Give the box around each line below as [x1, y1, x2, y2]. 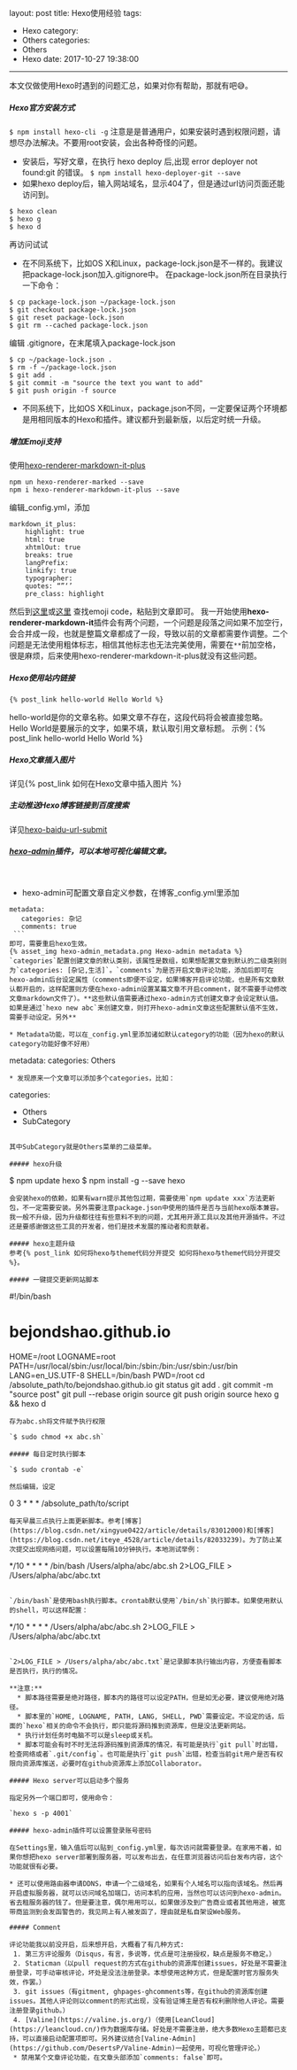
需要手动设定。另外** [9, 1012, 77, 1021]
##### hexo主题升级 [9, 1239, 76, 1248]
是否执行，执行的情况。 [9, 1666, 82, 1676]
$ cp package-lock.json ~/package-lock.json [9, 298, 176, 306]
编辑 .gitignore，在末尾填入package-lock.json [9, 337, 176, 348]
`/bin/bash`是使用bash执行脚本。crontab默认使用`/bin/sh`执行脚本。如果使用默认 [9, 1596, 284, 1605]
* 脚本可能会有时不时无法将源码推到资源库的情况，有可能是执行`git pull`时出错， [17, 1740, 282, 1749]
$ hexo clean [9, 206, 57, 215]
